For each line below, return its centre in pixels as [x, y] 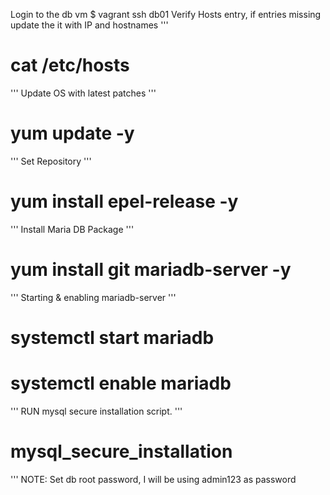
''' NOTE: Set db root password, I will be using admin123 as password [153, 479]
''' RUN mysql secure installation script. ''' [96, 411]
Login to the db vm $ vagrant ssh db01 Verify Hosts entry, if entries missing [166, 14]
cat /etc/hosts [70, 65]
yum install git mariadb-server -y [151, 270]
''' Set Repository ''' [51, 161]
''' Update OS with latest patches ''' [83, 93]
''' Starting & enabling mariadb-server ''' [93, 297]
